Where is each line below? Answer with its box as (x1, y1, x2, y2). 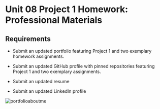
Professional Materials (5, 14, 103, 26)
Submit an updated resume (12, 79, 70, 84)
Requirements (5, 34, 51, 43)
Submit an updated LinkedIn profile (12, 88, 86, 94)
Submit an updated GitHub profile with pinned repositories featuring (12, 63, 155, 69)
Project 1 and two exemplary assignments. (12, 68, 102, 75)
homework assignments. (12, 53, 65, 59)
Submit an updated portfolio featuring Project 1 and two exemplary (12, 48, 152, 54)
